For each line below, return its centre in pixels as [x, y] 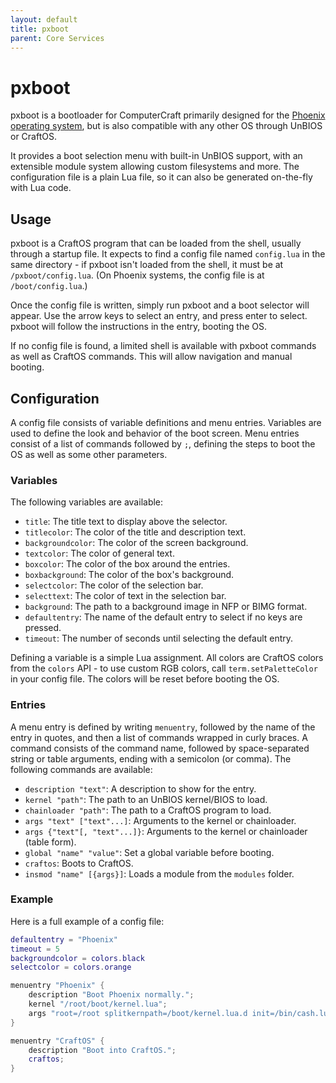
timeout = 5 [35, 949]
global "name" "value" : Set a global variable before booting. [149, 852]
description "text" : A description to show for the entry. [140, 788]
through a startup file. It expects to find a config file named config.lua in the [168, 254]
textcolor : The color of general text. [99, 553]
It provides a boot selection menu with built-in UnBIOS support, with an [156, 156]
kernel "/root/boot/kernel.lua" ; [98, 1004]
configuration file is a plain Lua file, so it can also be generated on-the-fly [161, 177]
